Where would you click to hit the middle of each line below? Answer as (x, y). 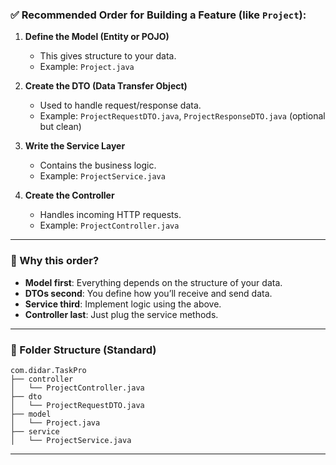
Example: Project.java (87, 67)
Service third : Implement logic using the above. (123, 304)
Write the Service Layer (75, 146)
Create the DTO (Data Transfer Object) (106, 86)
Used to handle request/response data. (120, 105)
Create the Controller (69, 195)
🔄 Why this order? (55, 261)
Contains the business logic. (98, 165)
